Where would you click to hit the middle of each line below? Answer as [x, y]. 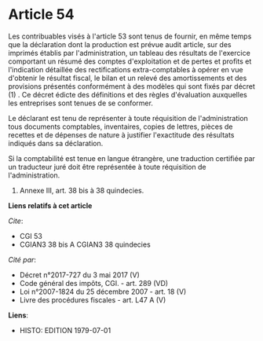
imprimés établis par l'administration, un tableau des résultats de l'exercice [130, 53]
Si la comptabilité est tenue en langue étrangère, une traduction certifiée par [131, 158]
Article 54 [41, 15]
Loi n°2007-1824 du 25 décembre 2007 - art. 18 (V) [103, 291]
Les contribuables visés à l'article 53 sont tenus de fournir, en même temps [130, 36]
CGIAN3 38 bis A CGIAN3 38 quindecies [85, 244]
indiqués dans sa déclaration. [56, 143]
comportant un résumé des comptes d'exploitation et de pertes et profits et [130, 61]
